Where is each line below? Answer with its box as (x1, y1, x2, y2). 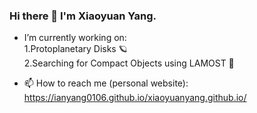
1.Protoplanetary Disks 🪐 (23, 43, 128, 55)
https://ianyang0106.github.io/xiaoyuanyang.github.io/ (23, 92, 247, 104)
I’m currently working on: (23, 32, 127, 44)
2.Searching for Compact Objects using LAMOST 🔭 (23, 57, 235, 69)
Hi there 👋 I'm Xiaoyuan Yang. (9, 9, 157, 23)
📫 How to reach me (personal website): (23, 77, 189, 89)
